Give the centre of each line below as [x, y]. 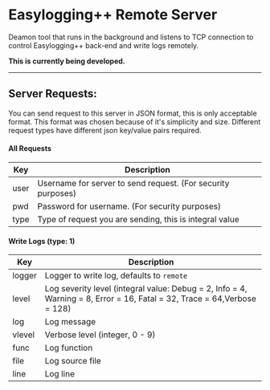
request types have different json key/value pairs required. [105, 130]
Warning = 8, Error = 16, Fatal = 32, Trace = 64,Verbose [151, 299]
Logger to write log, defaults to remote [116, 276]
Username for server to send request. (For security [133, 183]
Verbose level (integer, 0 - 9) [100, 335]
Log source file [73, 361]
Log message [70, 322]
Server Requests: [53, 94]
